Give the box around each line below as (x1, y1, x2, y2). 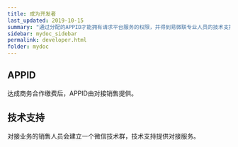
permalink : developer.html (7, 37, 87, 44)
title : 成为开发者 (7, 10, 57, 18)
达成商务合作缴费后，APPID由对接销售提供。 (7, 89, 138, 98)
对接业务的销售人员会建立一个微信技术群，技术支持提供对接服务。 (7, 131, 200, 140)
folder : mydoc (7, 43, 50, 50)
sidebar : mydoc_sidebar (7, 30, 78, 37)
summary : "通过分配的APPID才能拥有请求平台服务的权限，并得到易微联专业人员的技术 (7, 23, 224, 30)
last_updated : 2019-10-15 (7, 17, 84, 24)
